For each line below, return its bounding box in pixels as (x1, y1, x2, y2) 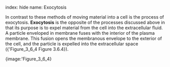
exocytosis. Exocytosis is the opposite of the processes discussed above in (5, 20, 165, 25)
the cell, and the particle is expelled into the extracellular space (5, 41, 139, 47)
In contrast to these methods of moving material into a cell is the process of (5, 14, 164, 20)
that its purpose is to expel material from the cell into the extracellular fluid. (5, 25, 163, 31)
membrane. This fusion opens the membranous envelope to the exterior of (5, 35, 162, 41)
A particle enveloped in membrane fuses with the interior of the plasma (5, 30, 155, 36)
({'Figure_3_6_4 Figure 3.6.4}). (5, 46, 69, 52)
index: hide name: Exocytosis (5, 5, 67, 10)
